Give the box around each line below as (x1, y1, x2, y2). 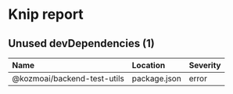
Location (131, 60, 166, 70)
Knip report (8, 5, 84, 23)
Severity (188, 60, 221, 70)
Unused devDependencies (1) (8, 37, 155, 50)
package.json (131, 73, 181, 84)
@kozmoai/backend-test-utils (12, 73, 125, 84)
